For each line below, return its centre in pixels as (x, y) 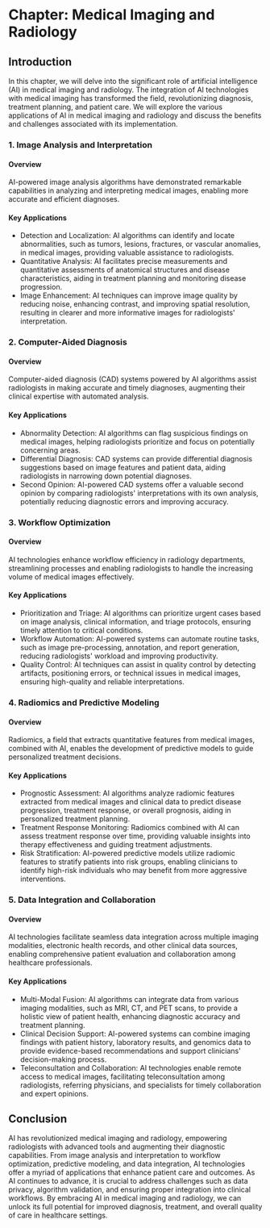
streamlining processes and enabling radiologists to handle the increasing (131, 568)
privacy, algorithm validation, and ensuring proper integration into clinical (130, 1190)
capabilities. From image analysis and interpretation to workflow (114, 1155)
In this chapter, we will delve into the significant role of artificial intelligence (133, 81)
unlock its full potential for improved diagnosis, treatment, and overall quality (135, 1207)
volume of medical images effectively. (71, 576)
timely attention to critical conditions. (81, 630)
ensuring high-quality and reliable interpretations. (102, 681)
